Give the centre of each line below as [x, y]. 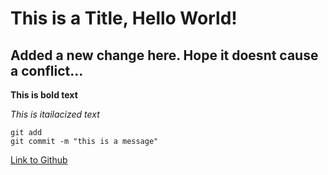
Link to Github [39, 160]
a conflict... [47, 70]
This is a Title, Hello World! [124, 18]
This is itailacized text [55, 114]
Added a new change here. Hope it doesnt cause [164, 55]
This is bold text [44, 95]
